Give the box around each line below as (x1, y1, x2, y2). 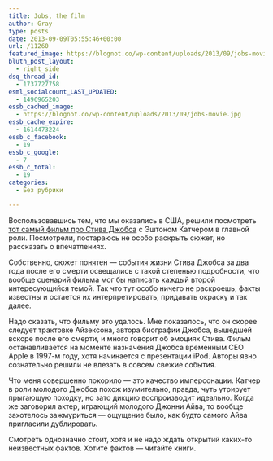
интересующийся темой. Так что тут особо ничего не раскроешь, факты (8, 283, 261, 293)
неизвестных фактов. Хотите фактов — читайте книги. (8, 443, 197, 453)
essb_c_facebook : (8, 133, 67, 141)
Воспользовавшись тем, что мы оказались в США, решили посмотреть (8, 215, 257, 225)
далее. (8, 301, 32, 310)
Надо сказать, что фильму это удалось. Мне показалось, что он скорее (8, 316, 258, 326)
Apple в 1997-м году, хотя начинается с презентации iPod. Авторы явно (8, 351, 258, 361)
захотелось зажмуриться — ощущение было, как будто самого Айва (8, 410, 248, 419)
